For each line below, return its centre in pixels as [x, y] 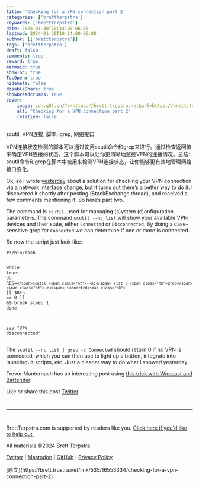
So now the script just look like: [44, 242]
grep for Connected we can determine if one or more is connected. [110, 231]
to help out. [20, 434]
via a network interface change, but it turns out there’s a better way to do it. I [100, 187]
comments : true [25, 56]
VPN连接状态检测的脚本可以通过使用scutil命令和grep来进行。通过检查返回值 [99, 147]
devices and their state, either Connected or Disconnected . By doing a [89, 224]
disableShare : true [30, 89]
